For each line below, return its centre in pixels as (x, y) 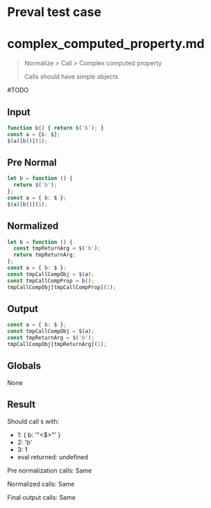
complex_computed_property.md (106, 44)
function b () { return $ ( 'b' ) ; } (56, 128)
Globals (24, 366)
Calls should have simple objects (71, 76)
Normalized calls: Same (41, 484)
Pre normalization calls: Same (50, 470)
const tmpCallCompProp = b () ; (51, 281)
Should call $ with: (33, 421)
